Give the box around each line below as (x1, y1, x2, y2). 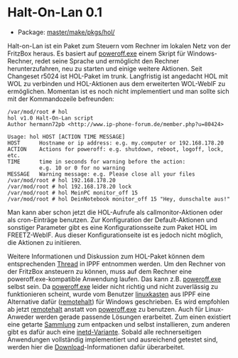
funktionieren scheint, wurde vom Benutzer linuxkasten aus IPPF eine (7, 290, 211, 298)
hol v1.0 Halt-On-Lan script (7, 115, 94, 122)
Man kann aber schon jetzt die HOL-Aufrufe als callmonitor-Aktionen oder (7, 208, 223, 216)
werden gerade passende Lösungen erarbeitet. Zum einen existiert (35, 312, 231, 321)
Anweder (7, 312, 34, 321)
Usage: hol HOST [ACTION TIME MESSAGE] (7, 133, 126, 140)
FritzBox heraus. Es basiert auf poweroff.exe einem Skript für (7, 49, 186, 58)
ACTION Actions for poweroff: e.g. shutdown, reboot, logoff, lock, (7, 145, 224, 153)
